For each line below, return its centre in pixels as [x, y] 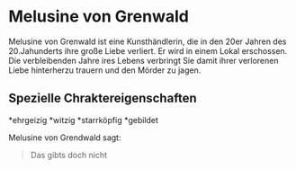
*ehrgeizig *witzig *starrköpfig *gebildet [84, 120]
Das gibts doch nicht [69, 155]
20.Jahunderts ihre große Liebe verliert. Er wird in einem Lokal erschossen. [148, 50]
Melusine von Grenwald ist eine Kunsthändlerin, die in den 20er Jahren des [148, 41]
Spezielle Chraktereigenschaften [103, 98]
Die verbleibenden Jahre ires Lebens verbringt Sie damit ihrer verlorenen [144, 60]
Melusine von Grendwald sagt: [65, 138]
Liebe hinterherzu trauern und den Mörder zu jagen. [105, 70]
